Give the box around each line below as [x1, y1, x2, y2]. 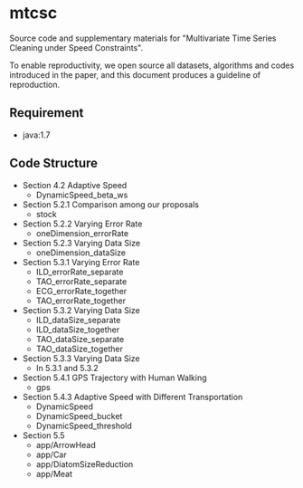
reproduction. [9, 79, 61, 90]
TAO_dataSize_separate [35, 333, 125, 344]
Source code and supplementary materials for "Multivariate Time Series [9, 33, 278, 43]
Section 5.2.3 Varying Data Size [22, 237, 141, 248]
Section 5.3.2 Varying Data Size [22, 304, 140, 315]
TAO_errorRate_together [35, 295, 127, 306]
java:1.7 [22, 129, 51, 140]
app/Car [35, 449, 68, 460]
